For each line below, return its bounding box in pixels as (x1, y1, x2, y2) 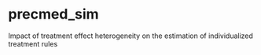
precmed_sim (8, 5, 100, 23)
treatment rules (8, 39, 58, 48)
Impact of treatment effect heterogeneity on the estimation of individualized (8, 31, 254, 40)
